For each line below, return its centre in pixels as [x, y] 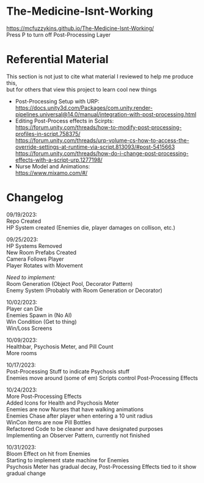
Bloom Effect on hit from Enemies [48, 454]
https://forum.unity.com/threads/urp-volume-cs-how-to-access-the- [102, 140]
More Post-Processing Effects [44, 396]
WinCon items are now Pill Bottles [49, 422]
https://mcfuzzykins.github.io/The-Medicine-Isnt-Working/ [80, 28]
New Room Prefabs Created [42, 252]
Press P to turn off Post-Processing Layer [59, 34]
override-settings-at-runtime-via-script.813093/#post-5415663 [95, 147]
